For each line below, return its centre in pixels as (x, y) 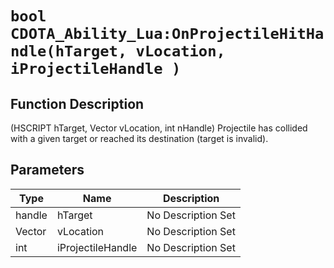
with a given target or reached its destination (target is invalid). (139, 138)
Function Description (77, 103)
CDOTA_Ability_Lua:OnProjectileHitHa (167, 34)
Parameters (47, 170)
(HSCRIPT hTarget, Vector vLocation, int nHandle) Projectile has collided (159, 128)
